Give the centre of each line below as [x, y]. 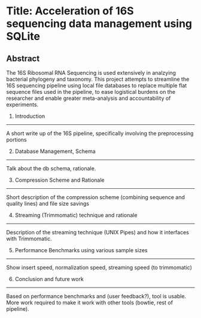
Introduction [30, 116]
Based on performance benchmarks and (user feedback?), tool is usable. [96, 296]
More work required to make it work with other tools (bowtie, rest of [90, 302]
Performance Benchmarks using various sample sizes [81, 250]
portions [16, 140]
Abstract [23, 58]
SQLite [23, 36]
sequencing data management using [99, 24]
